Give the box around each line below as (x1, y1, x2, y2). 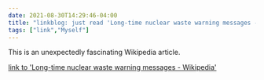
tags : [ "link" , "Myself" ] (8, 26, 90, 34)
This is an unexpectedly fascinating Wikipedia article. (8, 48, 181, 57)
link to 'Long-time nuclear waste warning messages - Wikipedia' (8, 63, 217, 72)
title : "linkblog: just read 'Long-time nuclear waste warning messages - (8, 19, 258, 27)
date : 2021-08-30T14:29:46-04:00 (8, 11, 118, 20)
